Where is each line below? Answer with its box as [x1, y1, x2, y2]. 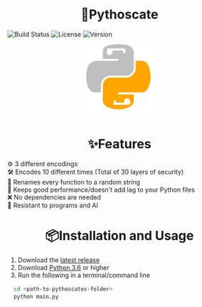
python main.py [14, 293, 59, 301]
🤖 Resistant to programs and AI [7, 201, 98, 209]
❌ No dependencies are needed [7, 193, 101, 202]
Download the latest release [17, 256, 100, 264]
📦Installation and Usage [45, 227, 194, 244]
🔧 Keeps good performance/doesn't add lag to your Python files [7, 185, 196, 194]
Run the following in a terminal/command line [17, 271, 151, 280]
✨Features [87, 135, 151, 152]
